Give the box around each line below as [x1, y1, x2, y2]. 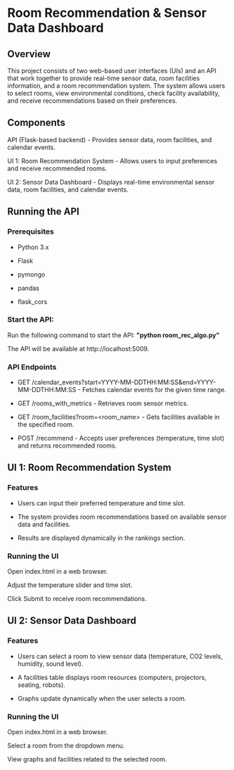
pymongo [17, 270, 46, 279]
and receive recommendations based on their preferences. [7, 96, 178, 105]
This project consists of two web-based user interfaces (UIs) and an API [7, 67, 216, 75]
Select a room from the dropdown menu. [7, 741, 125, 750]
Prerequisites [7, 227, 54, 236]
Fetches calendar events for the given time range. [82, 386, 226, 394]
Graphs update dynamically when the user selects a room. [17, 694, 187, 702]
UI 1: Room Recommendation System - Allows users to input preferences [7, 156, 218, 165]
